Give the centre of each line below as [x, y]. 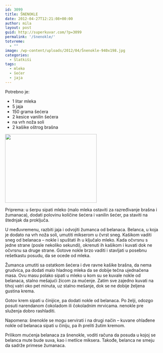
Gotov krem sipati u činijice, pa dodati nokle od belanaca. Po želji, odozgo [79, 300]
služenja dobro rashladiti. [31, 310]
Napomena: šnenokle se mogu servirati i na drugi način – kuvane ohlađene [80, 320]
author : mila [18, 23]
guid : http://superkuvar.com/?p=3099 [43, 32]
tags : [10, 64]
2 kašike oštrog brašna [35, 127]
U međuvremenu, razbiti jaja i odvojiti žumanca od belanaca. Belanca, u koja [82, 229]
